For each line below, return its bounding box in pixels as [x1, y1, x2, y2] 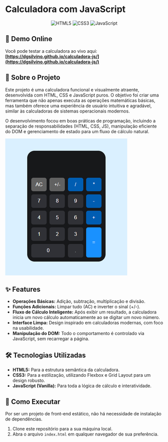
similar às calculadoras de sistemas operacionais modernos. [5, 108, 130, 114]
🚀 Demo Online [5, 35, 53, 43]
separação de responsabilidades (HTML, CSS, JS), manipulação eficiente [5, 123, 157, 129]
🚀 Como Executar [5, 397, 61, 406]
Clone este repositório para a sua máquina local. [12, 426, 113, 431]
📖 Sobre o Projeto [5, 73, 61, 82]
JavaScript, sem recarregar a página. [12, 336, 89, 342]
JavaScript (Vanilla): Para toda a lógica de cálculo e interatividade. [12, 383, 152, 389]
